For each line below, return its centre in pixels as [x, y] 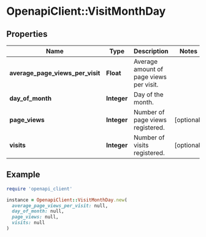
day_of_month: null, [38, 211]
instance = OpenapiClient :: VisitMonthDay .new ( [67, 200]
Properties [27, 34]
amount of [149, 69]
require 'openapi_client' [39, 188]
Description [151, 51]
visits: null [29, 223]
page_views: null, [36, 217]
